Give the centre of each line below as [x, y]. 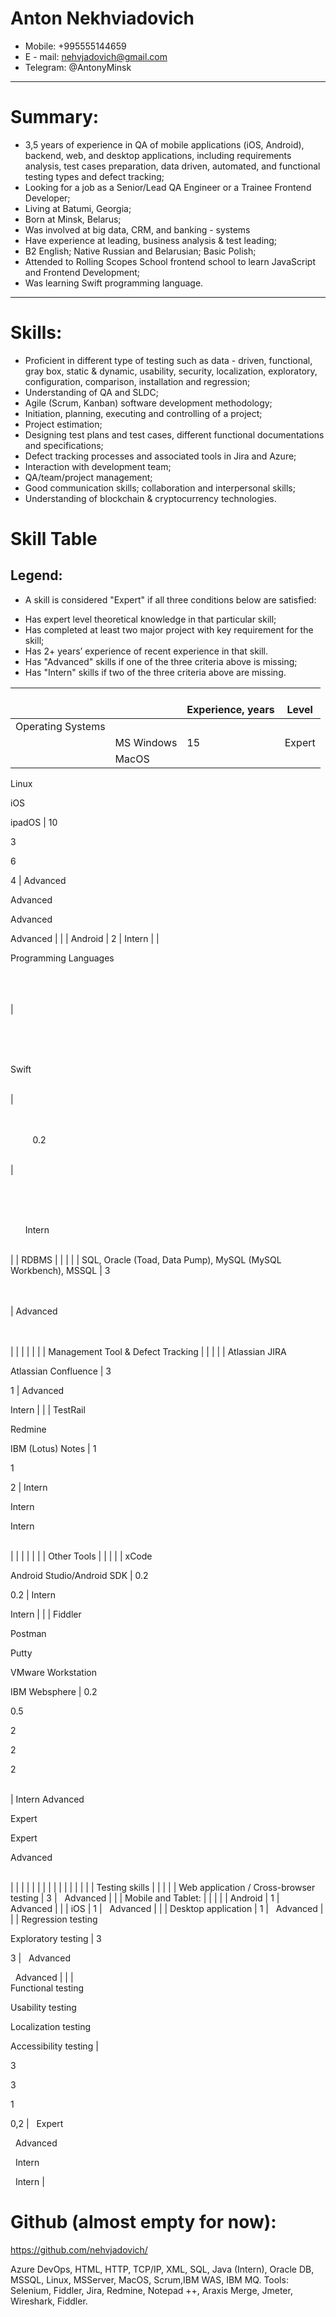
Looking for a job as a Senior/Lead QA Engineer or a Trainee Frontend [168, 187]
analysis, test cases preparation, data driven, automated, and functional [172, 166]
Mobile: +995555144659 [75, 46]
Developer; [47, 198]
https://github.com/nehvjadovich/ [79, 2249]
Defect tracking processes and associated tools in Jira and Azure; [160, 456]
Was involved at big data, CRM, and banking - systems [137, 229]
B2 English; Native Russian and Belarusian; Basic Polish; [140, 251]
